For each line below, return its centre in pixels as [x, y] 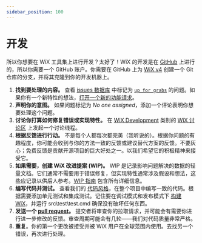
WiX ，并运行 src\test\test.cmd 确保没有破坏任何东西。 [82, 203]
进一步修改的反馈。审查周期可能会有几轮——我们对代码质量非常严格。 [108, 218]
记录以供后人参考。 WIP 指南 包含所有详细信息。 [86, 181]
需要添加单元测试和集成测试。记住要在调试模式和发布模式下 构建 [101, 196]
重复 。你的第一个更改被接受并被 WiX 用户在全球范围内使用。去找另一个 [104, 226]
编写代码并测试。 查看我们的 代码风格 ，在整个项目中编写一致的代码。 [102, 188]
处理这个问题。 [39, 112]
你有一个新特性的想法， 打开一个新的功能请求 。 [79, 97]
